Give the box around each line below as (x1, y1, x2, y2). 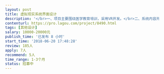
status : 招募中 (5, 61, 34, 66)
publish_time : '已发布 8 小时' (5, 35, 65, 39)
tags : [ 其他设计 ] (5, 25, 38, 30)
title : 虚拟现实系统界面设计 (5, 12, 57, 17)
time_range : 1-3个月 (5, 57, 45, 62)
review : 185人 (5, 43, 33, 48)
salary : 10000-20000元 (5, 30, 50, 35)
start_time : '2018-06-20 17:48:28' (5, 39, 78, 44)
